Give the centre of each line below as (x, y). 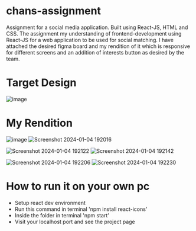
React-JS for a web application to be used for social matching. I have (90, 40)
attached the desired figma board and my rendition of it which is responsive (98, 46)
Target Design (41, 83)
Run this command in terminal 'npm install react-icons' (81, 209)
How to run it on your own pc (78, 186)
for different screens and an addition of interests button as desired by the (95, 52)
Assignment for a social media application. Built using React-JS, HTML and (97, 27)
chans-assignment (54, 11)
